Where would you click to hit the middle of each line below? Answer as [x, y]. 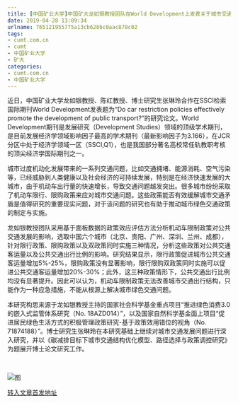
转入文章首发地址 [32, 392]
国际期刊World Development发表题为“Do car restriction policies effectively [116, 110]
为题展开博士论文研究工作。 [48, 349]
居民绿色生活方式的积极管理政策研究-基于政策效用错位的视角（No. [110, 322]
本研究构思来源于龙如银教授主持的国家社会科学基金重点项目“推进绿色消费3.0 [119, 305]
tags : [15, 34]
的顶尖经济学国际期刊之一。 [48, 153]
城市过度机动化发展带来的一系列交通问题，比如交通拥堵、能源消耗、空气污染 [119, 169]
